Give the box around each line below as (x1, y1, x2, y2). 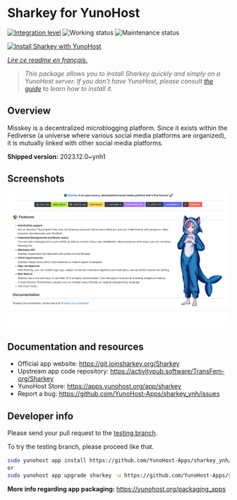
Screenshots (7, 173, 65, 185)
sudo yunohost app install (7, 457, 87, 464)
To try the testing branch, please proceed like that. (7, 443, 154, 451)
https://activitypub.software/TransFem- (110, 367, 225, 376)
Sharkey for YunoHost (7, 5, 140, 21)
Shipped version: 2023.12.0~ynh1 (7, 152, 106, 160)
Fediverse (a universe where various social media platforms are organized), (7, 131, 227, 139)
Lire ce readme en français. (7, 55, 88, 64)
